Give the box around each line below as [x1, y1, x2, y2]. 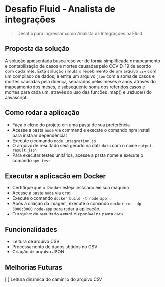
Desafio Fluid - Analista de [5, 3, 116, 15]
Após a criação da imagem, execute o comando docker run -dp [12, 201, 141, 207]
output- [138, 143, 154, 148]
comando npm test [12, 157, 51, 163]
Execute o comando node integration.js [12, 137, 96, 143]
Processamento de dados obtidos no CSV [12, 244, 98, 250]
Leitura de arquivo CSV [12, 238, 60, 245]
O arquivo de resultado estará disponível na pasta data [12, 211, 124, 217]
